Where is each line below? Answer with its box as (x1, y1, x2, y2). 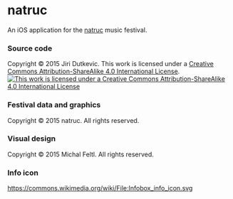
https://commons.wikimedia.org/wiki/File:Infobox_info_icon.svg (7, 184, 193, 193)
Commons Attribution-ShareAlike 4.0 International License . (7, 67, 180, 76)
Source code (7, 43, 53, 53)
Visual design (7, 134, 56, 144)
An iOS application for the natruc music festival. (7, 26, 147, 34)
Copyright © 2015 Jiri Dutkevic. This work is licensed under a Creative (7, 60, 214, 68)
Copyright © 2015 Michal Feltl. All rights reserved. (7, 150, 155, 158)
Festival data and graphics (7, 100, 101, 110)
